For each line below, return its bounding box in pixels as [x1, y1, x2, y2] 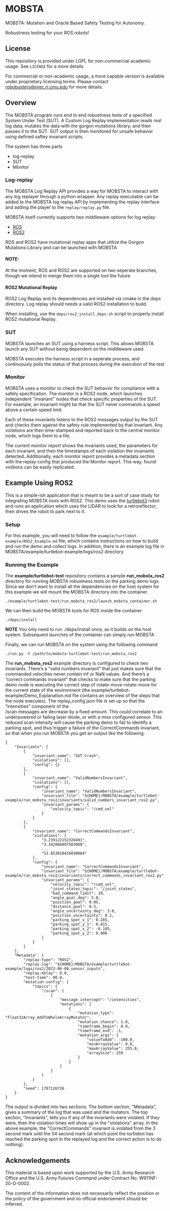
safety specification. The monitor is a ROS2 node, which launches [5, 390, 143, 396]
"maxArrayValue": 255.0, [87, 1046, 139, 1051]
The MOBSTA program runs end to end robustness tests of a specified [5, 112, 152, 118]
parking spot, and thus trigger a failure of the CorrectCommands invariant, [5, 725, 160, 731]
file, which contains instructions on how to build [58, 538, 158, 544]
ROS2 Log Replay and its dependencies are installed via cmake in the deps [5, 296, 161, 302]
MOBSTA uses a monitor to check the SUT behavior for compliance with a [5, 385, 159, 391]
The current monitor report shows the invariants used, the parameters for [5, 442, 158, 449]
